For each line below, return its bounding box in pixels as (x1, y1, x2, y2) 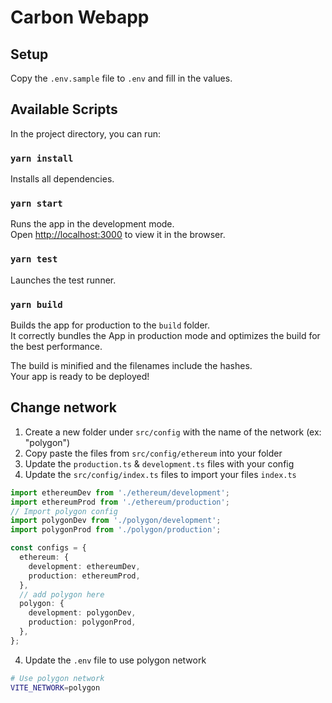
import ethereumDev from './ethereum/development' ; (10, 487, 230, 498)
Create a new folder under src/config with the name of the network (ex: (24, 426, 322, 438)
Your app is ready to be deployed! (10, 371, 150, 382)
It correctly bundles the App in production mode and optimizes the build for (10, 330, 321, 341)
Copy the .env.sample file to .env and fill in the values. (10, 72, 233, 84)
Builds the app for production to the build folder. (10, 319, 211, 331)
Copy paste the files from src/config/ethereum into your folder (24, 447, 283, 459)
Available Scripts (10, 101, 118, 118)
